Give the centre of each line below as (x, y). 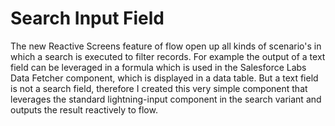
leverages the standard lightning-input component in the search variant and (166, 99)
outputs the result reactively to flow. (84, 109)
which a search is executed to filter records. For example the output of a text (168, 56)
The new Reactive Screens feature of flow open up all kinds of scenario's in (166, 46)
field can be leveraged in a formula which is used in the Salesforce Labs (158, 67)
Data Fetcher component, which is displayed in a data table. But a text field (164, 78)
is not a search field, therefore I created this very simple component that (159, 88)
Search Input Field (87, 18)
